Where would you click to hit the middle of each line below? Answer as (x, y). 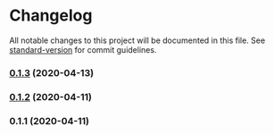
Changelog (51, 16)
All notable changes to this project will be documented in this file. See (137, 40)
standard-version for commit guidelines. (83, 49)
